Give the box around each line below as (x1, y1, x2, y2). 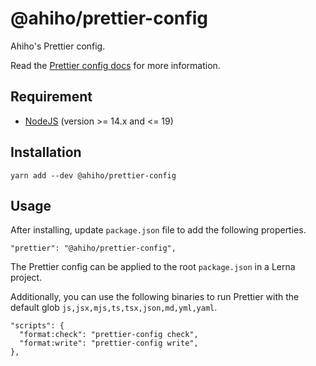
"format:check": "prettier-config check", (19, 330, 199, 340)
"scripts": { (10, 321, 65, 331)
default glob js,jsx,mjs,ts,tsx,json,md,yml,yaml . (10, 302, 218, 314)
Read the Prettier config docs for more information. (10, 59, 221, 71)
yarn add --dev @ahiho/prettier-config (10, 170, 177, 181)
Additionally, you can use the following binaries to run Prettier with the (10, 291, 300, 303)
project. (10, 272, 43, 284)
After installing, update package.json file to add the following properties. (10, 224, 307, 236)
